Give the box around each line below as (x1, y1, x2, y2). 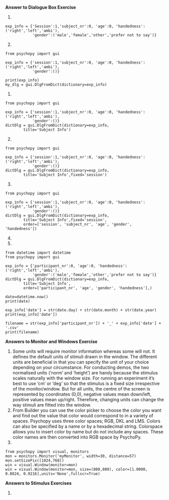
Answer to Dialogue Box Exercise (5, 5, 76, 10)
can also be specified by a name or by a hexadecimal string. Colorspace (12, 423, 163, 429)
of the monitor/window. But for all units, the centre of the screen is (12, 386, 150, 392)
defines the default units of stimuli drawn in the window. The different (12, 354, 157, 360)
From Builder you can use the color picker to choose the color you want (12, 407, 161, 413)
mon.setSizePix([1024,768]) (5, 458, 65, 463)
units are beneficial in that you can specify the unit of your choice (12, 359, 149, 365)
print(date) (5, 299, 30, 304)
